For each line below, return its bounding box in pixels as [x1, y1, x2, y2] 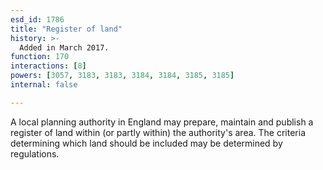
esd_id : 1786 [10, 14, 65, 25]
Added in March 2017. [19, 42, 110, 53]
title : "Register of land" [10, 24, 123, 34]
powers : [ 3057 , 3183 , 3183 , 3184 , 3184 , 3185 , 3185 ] [10, 71, 235, 81]
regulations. [10, 147, 60, 160]
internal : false [10, 80, 78, 90]
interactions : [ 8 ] [10, 61, 87, 71]
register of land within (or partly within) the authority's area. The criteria [10, 126, 307, 138]
